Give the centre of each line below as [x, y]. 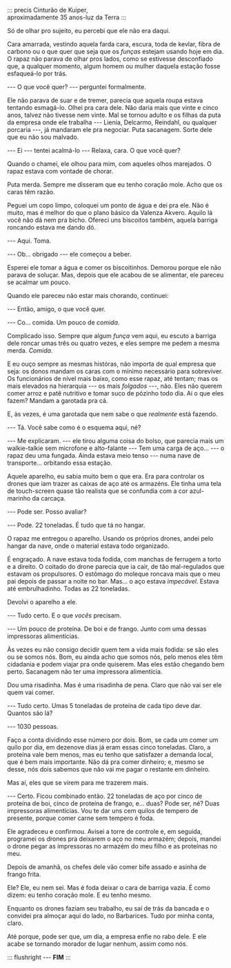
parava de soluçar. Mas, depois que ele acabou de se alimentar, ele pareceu [115, 275]
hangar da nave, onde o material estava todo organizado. [88, 546]
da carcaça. [49, 498]
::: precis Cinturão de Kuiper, [48, 10]
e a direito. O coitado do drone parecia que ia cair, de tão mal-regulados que [116, 567]
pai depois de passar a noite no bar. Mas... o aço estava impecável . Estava [113, 581]
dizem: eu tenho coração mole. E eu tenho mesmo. [79, 895]
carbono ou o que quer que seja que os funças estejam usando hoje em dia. [115, 52]
